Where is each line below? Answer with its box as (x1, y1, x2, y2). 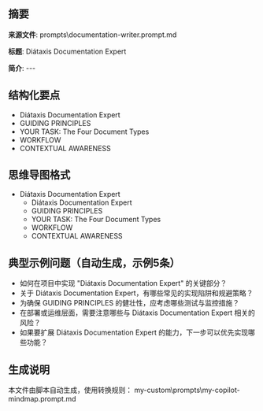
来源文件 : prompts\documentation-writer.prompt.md (8, 30, 177, 39)
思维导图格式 (8, 168, 71, 182)
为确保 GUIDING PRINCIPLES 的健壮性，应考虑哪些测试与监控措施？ (19, 298, 240, 308)
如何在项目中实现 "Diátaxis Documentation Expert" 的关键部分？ (19, 279, 228, 288)
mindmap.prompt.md (8, 394, 76, 404)
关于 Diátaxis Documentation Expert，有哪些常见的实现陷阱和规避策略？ (19, 288, 254, 298)
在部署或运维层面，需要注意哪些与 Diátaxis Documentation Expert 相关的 (19, 308, 256, 317)
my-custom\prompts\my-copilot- (133, 385, 240, 395)
